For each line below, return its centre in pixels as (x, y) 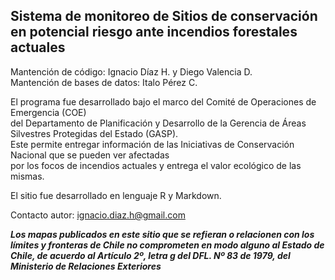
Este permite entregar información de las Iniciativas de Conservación (152, 144)
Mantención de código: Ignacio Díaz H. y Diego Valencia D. (131, 71)
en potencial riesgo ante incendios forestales (154, 32)
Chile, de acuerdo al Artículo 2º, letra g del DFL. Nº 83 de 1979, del (150, 255)
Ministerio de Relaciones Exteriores (86, 266)
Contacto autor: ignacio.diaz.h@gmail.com (98, 215)
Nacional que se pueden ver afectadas (90, 155)
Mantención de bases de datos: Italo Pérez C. (104, 82)
